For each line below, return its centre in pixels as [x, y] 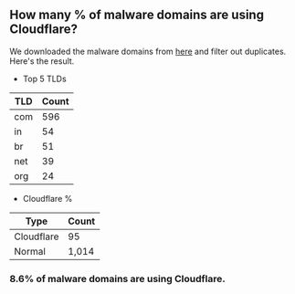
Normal [30, 251]
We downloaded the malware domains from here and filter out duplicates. [148, 51]
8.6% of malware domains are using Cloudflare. [117, 278]
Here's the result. [42, 61]
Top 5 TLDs [44, 79]
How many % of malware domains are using [137, 15]
